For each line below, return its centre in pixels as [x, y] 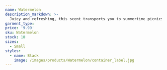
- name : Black [24, 55]
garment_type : [20, 23]
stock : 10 [15, 37]
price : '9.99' [20, 28]
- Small [18, 46]
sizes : [12, 42]
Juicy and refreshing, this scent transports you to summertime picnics [86, 19]
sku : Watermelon [22, 33]
